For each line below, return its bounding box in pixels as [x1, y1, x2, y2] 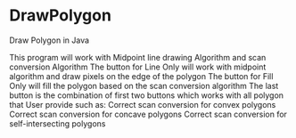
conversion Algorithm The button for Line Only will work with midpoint [9, 61, 267, 72]
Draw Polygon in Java [9, 35, 90, 45]
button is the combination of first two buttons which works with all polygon [9, 90, 284, 101]
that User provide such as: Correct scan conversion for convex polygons [9, 99, 276, 110]
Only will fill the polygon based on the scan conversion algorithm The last [9, 80, 279, 91]
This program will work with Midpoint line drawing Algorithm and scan [9, 52, 267, 62]
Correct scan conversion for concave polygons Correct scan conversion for [9, 109, 288, 119]
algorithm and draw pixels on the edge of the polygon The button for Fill [9, 70, 274, 81]
